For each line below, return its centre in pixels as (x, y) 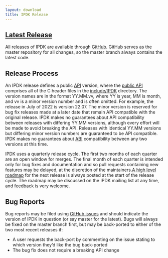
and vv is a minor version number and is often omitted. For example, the (79, 101)
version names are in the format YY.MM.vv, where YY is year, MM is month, (83, 96)
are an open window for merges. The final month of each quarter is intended (84, 159)
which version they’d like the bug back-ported (60, 244)
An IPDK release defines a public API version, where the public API (74, 85)
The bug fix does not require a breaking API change (66, 250)
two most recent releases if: (34, 229)
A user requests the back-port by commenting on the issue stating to (84, 239)
